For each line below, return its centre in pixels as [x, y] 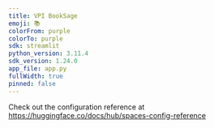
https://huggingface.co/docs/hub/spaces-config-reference [107, 115]
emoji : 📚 [24, 23]
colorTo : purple [36, 38]
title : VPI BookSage [43, 16]
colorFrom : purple [39, 31]
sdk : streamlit [34, 46]
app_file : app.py [38, 69]
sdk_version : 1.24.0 [43, 62]
